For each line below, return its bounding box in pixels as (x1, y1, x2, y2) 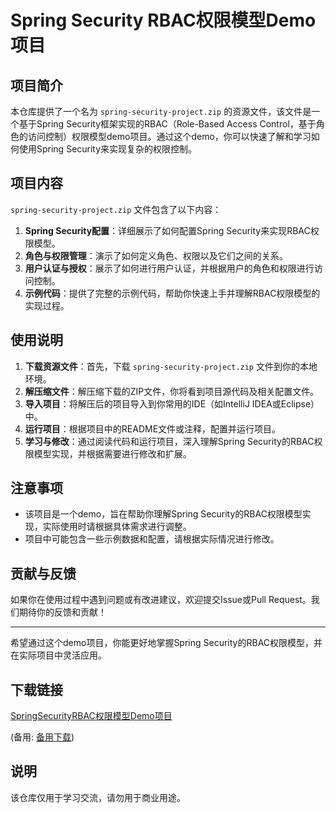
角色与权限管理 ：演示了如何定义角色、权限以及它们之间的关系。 (24, 249, 288, 261)
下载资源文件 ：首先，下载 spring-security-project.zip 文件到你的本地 (24, 360, 318, 372)
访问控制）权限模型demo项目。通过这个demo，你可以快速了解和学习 (27, 131, 312, 142)
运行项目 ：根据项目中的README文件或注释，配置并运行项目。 (24, 422, 282, 435)
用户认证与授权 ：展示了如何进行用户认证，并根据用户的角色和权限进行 (24, 262, 315, 274)
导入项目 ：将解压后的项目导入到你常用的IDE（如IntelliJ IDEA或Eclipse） (24, 397, 320, 410)
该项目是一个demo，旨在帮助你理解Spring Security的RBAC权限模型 (24, 508, 303, 520)
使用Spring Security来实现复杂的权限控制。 (18, 143, 198, 155)
